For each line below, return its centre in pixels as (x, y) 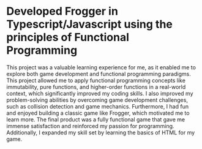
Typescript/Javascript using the (90, 24)
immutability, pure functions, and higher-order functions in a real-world (96, 86)
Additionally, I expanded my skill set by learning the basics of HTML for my (101, 132)
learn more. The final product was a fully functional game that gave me (96, 119)
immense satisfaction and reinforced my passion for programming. (90, 126)
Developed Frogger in (62, 11)
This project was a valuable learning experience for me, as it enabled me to (101, 67)
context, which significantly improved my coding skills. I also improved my (100, 93)
